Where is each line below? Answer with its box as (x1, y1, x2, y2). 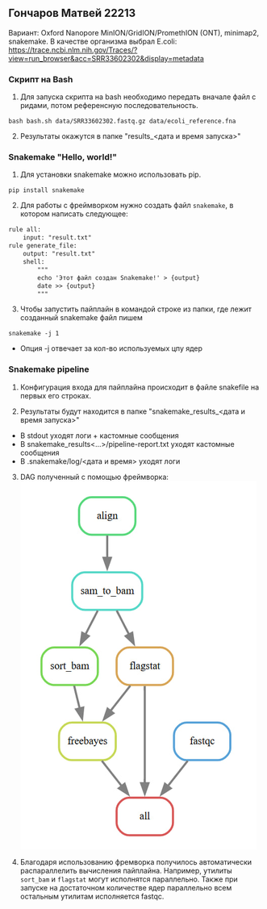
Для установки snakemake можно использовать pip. (19, 169, 202, 180)
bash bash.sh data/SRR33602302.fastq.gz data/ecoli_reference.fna (8, 117, 236, 126)
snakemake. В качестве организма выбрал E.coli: (8, 36, 177, 46)
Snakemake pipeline (8, 364, 90, 375)
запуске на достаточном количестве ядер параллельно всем (19, 882, 232, 892)
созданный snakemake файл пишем (19, 313, 144, 323)
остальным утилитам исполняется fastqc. (19, 891, 165, 901)
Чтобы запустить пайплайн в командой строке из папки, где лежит (19, 304, 252, 314)
